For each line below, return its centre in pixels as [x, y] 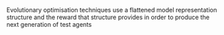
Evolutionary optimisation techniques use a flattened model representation [112, 10]
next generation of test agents [49, 24]
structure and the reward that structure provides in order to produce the [108, 17]
